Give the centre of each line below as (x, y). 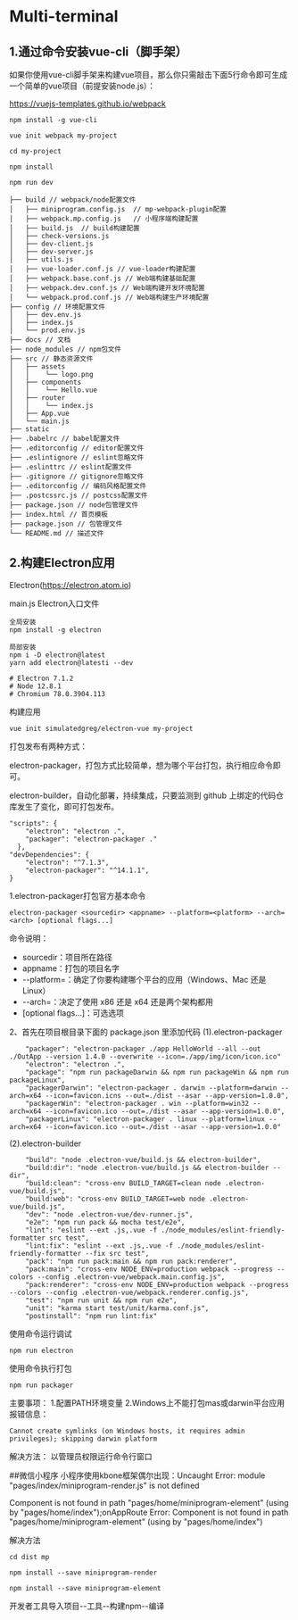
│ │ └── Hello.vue (54, 390)
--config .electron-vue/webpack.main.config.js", (131, 1277)
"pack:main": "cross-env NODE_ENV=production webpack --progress (149, 1269)
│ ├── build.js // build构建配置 (74, 228)
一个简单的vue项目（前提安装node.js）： (83, 86)
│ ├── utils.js (41, 260)
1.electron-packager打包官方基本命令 (78, 895)
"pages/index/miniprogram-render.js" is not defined (104, 1485)
